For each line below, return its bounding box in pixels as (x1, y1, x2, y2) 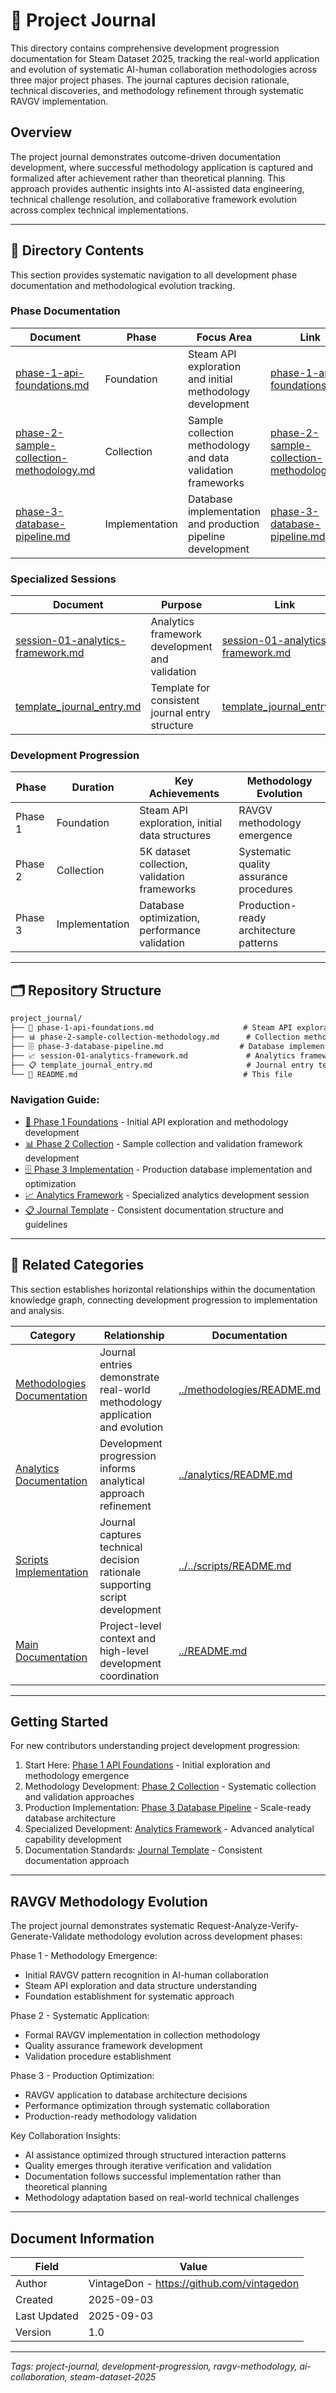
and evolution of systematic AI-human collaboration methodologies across (10, 63, 317, 75)
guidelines (24, 1218, 68, 1230)
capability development (24, 1834, 122, 1846)
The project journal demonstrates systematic (10, 1920, 195, 1932)
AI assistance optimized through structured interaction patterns (24, 2149, 287, 2161)
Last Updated (15, 2309, 79, 2323)
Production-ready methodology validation (24, 2110, 198, 2123)
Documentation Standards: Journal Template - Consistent (24, 1844, 263, 1856)
